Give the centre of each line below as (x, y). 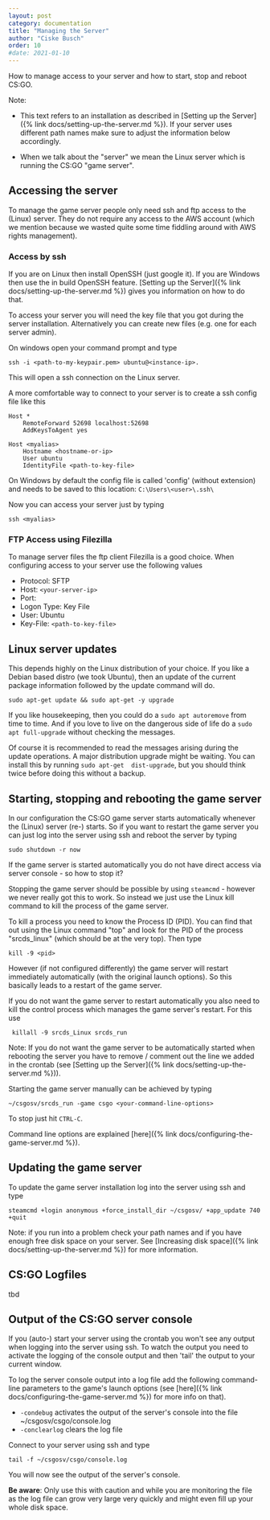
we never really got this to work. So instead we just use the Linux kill (121, 898)
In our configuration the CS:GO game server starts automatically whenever (132, 818)
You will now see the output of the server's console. (94, 1475)
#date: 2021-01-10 (39, 53)
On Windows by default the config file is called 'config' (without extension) (132, 481)
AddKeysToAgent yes (55, 431)
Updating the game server (75, 1168)
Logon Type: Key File (55, 607)
